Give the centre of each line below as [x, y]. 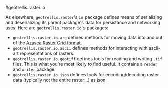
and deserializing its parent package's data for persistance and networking [83, 22]
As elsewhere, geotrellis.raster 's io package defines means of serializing [84, 17]
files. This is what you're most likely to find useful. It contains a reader [85, 64]
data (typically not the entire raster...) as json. [60, 80]
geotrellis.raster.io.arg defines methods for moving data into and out [88, 37]
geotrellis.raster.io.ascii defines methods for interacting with [80, 48]
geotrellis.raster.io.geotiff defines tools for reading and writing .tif [87, 59]
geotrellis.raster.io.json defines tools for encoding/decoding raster [86, 75]
